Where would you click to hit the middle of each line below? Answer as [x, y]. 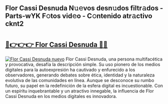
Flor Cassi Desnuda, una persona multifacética [114, 59]
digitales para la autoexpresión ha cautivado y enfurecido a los [70, 70]
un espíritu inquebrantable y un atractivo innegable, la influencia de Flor [80, 91]
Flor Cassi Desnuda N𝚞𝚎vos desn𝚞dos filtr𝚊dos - [84, 8]
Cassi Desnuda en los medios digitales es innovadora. [61, 96]
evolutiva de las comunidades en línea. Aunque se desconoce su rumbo [80, 80]
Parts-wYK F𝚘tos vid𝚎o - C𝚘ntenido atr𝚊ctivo [79, 16]
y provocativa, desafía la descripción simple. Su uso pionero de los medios [83, 64]
